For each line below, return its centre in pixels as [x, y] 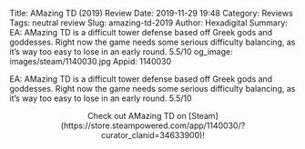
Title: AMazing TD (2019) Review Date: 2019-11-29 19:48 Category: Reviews [151, 13]
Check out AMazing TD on [137, 116]
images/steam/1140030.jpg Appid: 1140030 [91, 61]
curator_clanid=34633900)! [153, 135]
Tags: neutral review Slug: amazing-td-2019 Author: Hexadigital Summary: [149, 23]
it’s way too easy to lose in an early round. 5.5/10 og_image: [122, 52]
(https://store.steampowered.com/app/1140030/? [153, 125]
